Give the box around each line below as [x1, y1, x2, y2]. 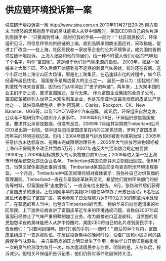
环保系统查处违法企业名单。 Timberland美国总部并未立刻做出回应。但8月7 [9, 158, 161, 164]
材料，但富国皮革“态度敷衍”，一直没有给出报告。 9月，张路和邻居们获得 [13, 182, 160, 188]
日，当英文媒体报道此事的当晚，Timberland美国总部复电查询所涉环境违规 [5, 164, 154, 170]
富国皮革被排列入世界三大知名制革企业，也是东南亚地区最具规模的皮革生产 [5, 96, 157, 102]
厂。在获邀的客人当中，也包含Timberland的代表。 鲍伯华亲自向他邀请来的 [5, 201, 155, 207]
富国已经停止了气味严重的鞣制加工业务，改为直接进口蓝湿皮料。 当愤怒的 [5, 213, 154, 219]
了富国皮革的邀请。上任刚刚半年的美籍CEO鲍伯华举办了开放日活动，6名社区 [5, 188, 160, 194]
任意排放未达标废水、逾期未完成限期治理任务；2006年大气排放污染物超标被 [5, 139, 159, 145]
